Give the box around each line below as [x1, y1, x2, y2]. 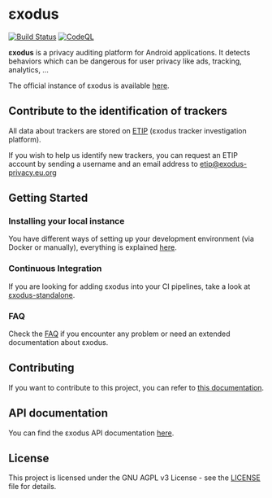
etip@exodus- [200, 159, 248, 168]
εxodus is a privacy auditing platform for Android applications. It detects [8, 47, 251, 57]
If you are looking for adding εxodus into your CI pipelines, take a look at [8, 282, 251, 291]
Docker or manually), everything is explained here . [8, 242, 177, 252]
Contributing [8, 361, 75, 375]
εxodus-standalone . [8, 290, 76, 299]
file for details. [8, 482, 57, 491]
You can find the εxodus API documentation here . [8, 428, 175, 438]
